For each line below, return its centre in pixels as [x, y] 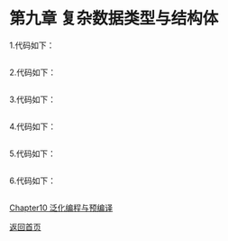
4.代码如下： [33, 126]
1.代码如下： [32, 45]
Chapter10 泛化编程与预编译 [61, 208]
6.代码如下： [33, 181]
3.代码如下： [33, 99]
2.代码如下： [33, 72]
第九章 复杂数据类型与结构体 [114, 19]
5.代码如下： [32, 153]
